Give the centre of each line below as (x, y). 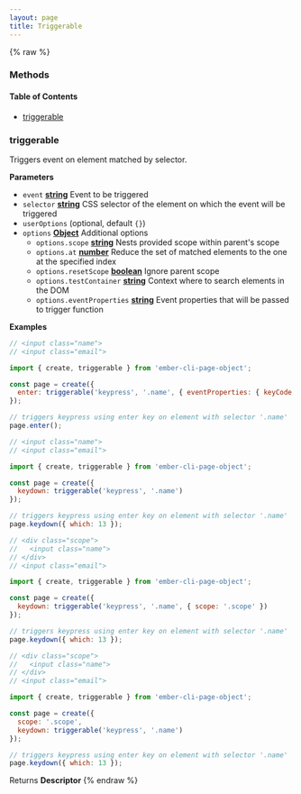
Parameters (32, 177)
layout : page (34, 18)
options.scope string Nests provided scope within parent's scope (158, 242)
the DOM (53, 290)
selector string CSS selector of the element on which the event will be (154, 204)
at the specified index (76, 261)
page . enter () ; (36, 426)
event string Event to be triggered (85, 194)
